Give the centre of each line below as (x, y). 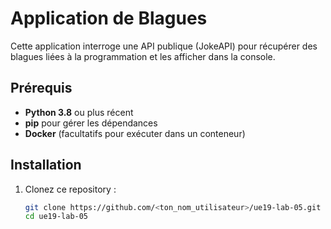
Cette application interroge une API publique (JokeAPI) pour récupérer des (164, 46)
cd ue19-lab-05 (56, 217)
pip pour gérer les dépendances (91, 123)
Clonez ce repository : (70, 189)
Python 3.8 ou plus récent (79, 112)
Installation (46, 165)
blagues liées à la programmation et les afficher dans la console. (143, 56)
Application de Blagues (109, 18)
